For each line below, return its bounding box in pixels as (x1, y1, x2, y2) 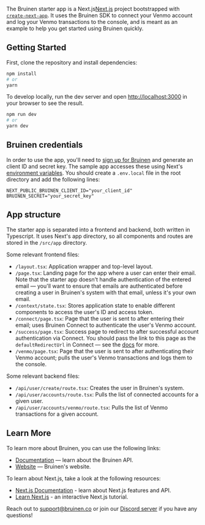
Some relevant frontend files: (6, 251, 80, 258)
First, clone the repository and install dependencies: (6, 58, 138, 66)
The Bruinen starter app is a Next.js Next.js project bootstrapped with (6, 6, 180, 12)
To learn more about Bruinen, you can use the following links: (6, 444, 161, 451)
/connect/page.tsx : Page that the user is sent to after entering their (15, 315, 185, 322)
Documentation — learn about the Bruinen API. (15, 456, 133, 464)
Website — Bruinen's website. (15, 462, 91, 470)
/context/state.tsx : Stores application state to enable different (15, 302, 176, 309)
